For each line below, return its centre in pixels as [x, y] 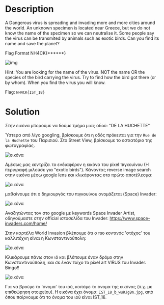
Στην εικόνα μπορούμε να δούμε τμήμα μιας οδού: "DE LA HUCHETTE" [78, 125]
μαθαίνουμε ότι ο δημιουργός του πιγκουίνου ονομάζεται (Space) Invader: [81, 194]
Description [29, 9]
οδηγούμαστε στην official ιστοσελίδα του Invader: [57, 218]
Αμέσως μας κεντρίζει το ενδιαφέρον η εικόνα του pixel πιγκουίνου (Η [77, 164]
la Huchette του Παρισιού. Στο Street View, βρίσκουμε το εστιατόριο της [79, 140]
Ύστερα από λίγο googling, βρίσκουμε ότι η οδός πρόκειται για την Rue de [81, 135]
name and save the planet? [32, 43]
